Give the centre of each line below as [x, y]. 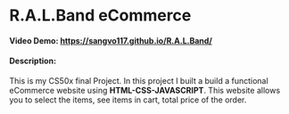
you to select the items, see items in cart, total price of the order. [128, 100]
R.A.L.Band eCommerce [100, 16]
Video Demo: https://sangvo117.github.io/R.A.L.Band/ [111, 40]
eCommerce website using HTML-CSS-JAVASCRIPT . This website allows [145, 90]
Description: [33, 61]
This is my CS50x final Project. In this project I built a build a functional [139, 80]
